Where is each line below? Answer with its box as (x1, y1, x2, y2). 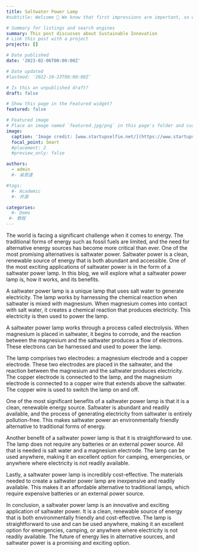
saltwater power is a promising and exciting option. (6, 540, 131, 546)
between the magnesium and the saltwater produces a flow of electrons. (6, 337, 184, 344)
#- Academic (11, 188, 41, 194)
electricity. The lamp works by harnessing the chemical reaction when (6, 294, 178, 300)
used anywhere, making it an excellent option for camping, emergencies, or (6, 453, 191, 460)
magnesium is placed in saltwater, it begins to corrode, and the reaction (6, 331, 181, 337)
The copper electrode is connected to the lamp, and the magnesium (6, 373, 172, 380)
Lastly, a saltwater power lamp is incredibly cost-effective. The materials (6, 471, 184, 478)
